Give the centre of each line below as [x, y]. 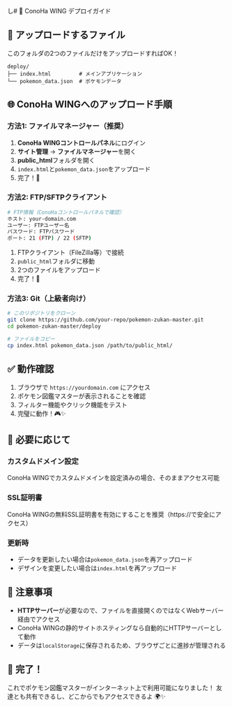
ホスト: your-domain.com [42, 219]
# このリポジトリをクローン [41, 314]
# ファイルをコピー [31, 339]
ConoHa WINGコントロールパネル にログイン [82, 143]
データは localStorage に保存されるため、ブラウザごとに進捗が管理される [122, 645]
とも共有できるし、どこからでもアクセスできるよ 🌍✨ [89, 696]
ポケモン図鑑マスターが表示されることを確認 [82, 396]
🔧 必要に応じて [39, 440]
